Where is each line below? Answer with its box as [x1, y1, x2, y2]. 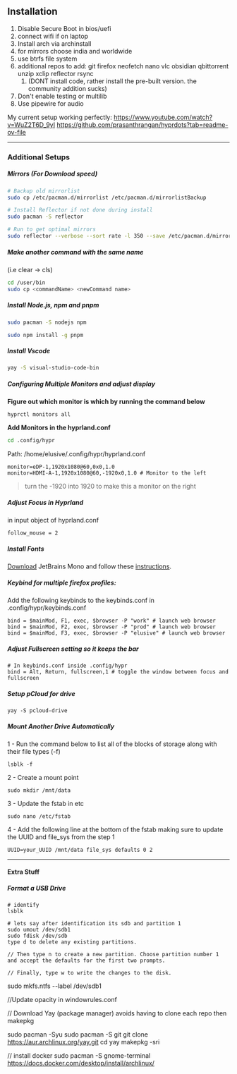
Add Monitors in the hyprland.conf [7, 423, 111, 432]
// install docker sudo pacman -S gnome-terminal [7, 1051, 151, 1060]
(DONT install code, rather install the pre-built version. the [28, 77, 197, 85]
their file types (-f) [7, 747, 61, 755]
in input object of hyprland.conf [7, 516, 99, 525]
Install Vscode [7, 346, 51, 355]
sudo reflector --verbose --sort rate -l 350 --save [7, 233, 166, 240]
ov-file [7, 128, 26, 136]
